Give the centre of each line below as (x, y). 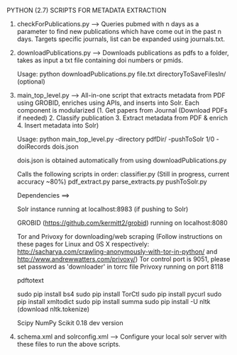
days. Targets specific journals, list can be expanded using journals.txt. (121, 39)
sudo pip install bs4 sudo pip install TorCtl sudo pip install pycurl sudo (119, 294)
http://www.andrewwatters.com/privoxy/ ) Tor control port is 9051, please (123, 259)
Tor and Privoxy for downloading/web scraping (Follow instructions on (120, 236)
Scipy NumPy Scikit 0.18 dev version (70, 323)
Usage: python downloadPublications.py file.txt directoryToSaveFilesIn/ (121, 74)
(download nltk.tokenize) (53, 309)
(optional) (31, 81)
